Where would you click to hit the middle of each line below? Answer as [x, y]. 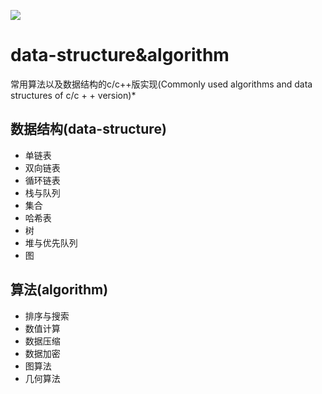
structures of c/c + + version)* [73, 95]
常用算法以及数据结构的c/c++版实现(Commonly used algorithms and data [161, 84]
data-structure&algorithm [120, 55]
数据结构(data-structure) [88, 129]
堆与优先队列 [51, 242]
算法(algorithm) [59, 290]
